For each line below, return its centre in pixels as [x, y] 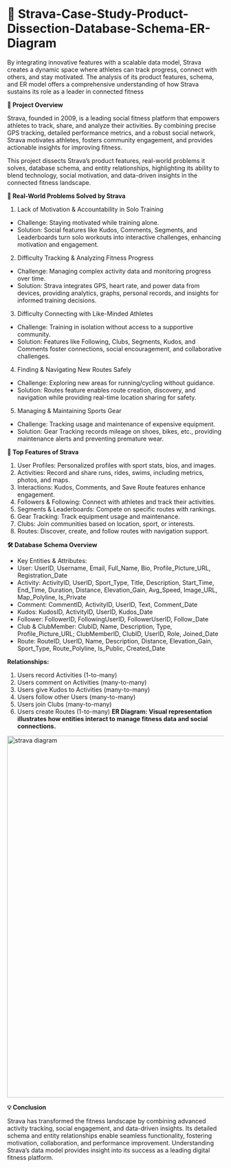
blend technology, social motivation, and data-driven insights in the [102, 175]
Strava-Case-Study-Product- [103, 14]
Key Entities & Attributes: [52, 560]
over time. [31, 278]
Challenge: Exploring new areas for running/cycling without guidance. [116, 383]
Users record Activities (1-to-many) [67, 675]
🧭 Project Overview [35, 104]
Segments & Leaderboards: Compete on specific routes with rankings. [117, 509]
